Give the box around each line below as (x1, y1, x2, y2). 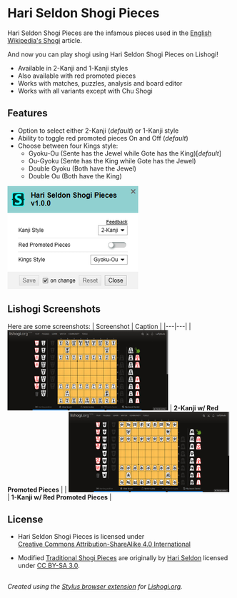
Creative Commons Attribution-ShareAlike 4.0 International (17, 540, 191, 549)
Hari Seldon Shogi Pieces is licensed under (17, 532, 145, 541)
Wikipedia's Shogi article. (7, 36, 82, 44)
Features (7, 107, 48, 119)
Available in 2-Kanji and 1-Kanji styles (17, 64, 128, 72)
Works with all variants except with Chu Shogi (17, 86, 153, 95)
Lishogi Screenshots (7, 303, 101, 315)
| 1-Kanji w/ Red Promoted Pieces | (7, 492, 112, 501)
